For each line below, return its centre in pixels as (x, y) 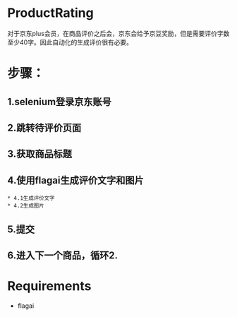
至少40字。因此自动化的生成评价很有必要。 (70, 42)
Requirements (49, 286)
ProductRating (50, 13)
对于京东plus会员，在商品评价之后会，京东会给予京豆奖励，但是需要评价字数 (119, 33)
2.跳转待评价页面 (44, 127)
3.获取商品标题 (40, 154)
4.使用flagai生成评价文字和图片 (75, 180)
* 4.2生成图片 (26, 206)
